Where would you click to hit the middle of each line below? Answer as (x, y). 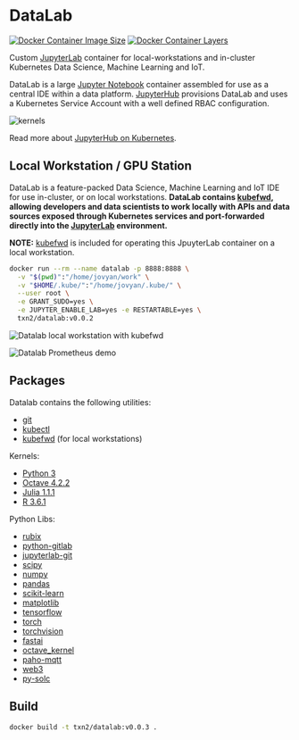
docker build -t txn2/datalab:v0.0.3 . (83, 727)
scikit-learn (43, 593)
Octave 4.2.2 (46, 482)
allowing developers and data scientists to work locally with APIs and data (149, 206)
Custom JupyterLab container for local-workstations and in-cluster (133, 57)
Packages (37, 381)
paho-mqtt (42, 659)
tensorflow (42, 611)
